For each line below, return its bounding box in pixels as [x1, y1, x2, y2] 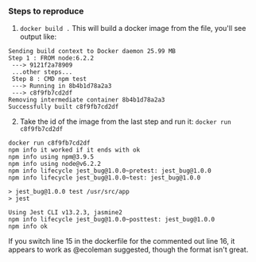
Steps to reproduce [8, 6, 84, 17]
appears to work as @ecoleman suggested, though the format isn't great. [8, 245, 249, 255]
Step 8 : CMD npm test [11, 75, 87, 83]
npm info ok [8, 222, 48, 231]
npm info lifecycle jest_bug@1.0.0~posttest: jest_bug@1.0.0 [8, 216, 215, 224]
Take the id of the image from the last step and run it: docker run [19, 117, 232, 126]
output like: [19, 32, 57, 41]
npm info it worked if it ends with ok [8, 146, 141, 154]
